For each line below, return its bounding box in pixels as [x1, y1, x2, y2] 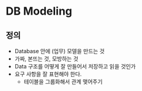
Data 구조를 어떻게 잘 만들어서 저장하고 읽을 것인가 [14, 63, 136, 70]
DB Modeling [6, 4, 73, 18]
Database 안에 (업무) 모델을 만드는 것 [14, 48, 105, 54]
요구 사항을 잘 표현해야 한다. [14, 70, 82, 78]
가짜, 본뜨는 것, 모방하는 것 [14, 55, 79, 62]
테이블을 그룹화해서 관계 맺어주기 [23, 78, 103, 85]
